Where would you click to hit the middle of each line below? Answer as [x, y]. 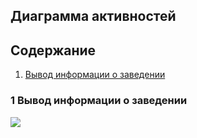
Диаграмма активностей [93, 16]
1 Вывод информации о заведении [99, 101]
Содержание [53, 50]
